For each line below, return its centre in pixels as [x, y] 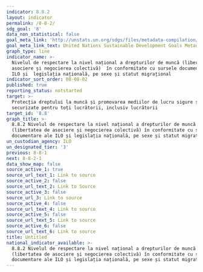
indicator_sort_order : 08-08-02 [47, 79]
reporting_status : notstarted [44, 91]
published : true [27, 85]
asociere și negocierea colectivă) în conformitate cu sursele [94, 68]
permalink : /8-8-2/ [31, 23]
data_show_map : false [34, 164]
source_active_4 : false [36, 204]
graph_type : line [28, 51]
